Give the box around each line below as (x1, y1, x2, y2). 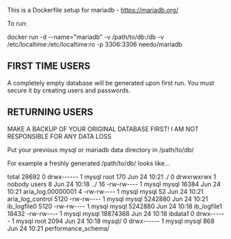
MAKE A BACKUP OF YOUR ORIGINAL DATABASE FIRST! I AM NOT (7, 124, 199, 133)
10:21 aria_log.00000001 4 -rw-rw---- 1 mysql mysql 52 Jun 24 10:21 (7, 187, 204, 195)
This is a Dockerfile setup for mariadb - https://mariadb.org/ (7, 6, 179, 14)
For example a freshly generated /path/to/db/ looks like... (7, 159, 170, 167)
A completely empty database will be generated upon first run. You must (7, 79, 215, 87)
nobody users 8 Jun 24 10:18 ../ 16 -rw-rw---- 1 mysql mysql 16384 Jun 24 (7, 180, 221, 188)
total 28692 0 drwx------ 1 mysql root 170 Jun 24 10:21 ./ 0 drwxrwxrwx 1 (7, 172, 216, 181)
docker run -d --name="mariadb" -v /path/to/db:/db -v (7, 33, 164, 41)
